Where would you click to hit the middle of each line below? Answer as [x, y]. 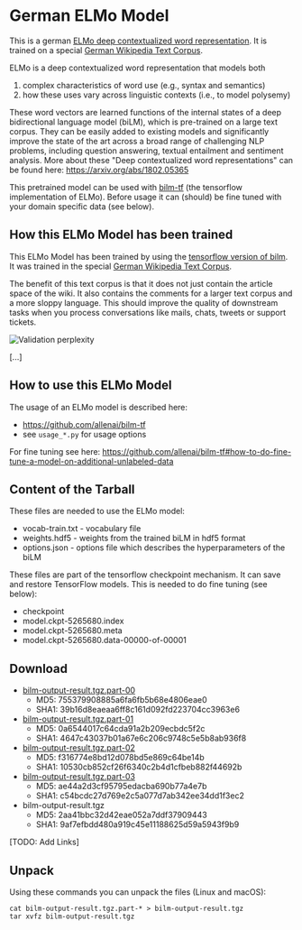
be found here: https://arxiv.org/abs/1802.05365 [99, 170]
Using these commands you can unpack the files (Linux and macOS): [138, 892]
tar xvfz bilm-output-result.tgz [72, 916]
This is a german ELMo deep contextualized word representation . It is [138, 41]
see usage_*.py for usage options [84, 434]
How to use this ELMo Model [91, 386]
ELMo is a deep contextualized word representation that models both [137, 68]
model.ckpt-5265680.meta [73, 631]
